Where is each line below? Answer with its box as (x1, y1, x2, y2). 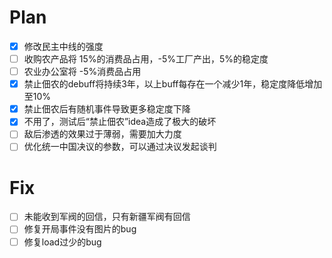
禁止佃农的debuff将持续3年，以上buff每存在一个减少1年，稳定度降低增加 (23, 78, 323, 90)
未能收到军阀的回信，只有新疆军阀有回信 (23, 211, 191, 223)
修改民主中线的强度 (23, 40, 104, 52)
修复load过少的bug (23, 236, 102, 248)
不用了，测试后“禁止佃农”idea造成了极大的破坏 (23, 116, 217, 128)
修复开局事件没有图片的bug (23, 223, 137, 235)
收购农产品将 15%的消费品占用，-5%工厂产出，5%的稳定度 (23, 53, 269, 65)
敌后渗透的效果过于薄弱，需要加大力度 (23, 128, 182, 140)
